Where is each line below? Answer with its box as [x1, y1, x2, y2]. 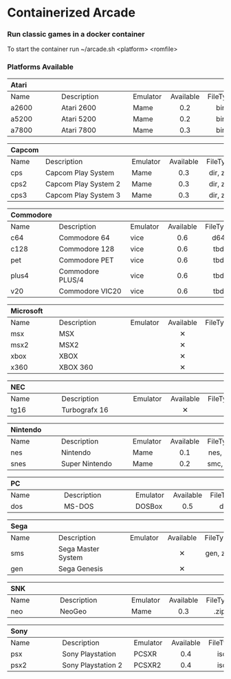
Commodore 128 [58, 244, 115, 253]
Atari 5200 [61, 114, 96, 123]
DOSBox [135, 501, 163, 511]
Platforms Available [7, 62, 74, 72]
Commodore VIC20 [58, 286, 122, 295]
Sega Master [58, 544, 100, 554]
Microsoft [10, 306, 43, 315]
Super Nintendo [60, 459, 112, 468]
